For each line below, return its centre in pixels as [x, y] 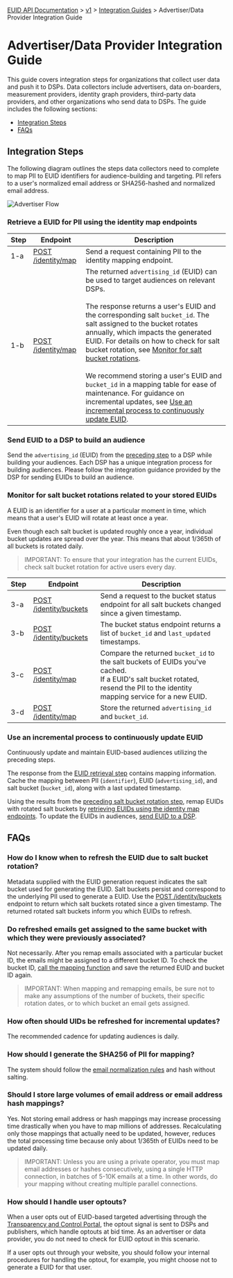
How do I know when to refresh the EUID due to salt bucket [108, 858]
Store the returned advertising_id [156, 708]
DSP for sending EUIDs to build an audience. [71, 477]
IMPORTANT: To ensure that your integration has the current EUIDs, [121, 559]
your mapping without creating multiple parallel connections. [111, 1184]
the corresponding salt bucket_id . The [148, 315]
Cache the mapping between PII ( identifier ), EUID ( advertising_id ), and [112, 780]
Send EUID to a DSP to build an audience [76, 440]
